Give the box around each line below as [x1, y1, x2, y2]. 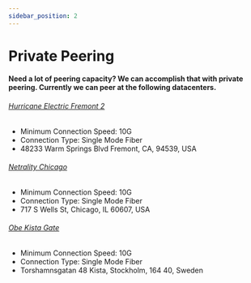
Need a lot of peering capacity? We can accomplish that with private [8, 74, 244, 84]
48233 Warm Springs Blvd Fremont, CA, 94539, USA [19, 144, 197, 153]
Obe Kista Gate [8, 223, 60, 233]
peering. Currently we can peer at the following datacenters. [8, 83, 217, 92]
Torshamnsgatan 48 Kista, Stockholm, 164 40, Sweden [19, 265, 204, 276]
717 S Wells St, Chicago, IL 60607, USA [19, 204, 151, 214]
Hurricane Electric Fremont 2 [8, 101, 105, 110]
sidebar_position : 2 [8, 11, 79, 20]
